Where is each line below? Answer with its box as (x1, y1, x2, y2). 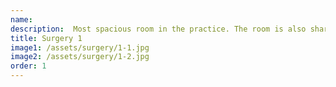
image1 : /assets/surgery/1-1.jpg (10, 42, 150, 53)
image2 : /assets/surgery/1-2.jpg (10, 52, 150, 62)
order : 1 (10, 61, 47, 71)
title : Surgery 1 (10, 33, 83, 43)
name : (10, 14, 33, 25)
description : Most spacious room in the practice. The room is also (10, 24, 307, 34)
